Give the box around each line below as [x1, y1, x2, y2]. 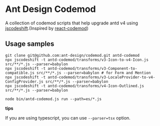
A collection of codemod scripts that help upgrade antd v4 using [5, 20, 138, 26]
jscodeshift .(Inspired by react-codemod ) [5, 25, 89, 31]
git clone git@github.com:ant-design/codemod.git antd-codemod [5, 53, 140, 58]
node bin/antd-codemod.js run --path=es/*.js [5, 96, 101, 102]
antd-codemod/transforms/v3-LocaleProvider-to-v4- [47, 75, 155, 80]
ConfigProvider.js [5, 79, 43, 84]
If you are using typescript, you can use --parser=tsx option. [5, 115, 131, 121]
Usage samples [5, 40, 54, 48]
